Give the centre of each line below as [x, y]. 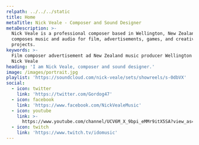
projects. [23, 45]
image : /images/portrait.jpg [42, 72]
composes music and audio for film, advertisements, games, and [92, 39]
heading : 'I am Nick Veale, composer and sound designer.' [81, 67]
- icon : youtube [31, 111]
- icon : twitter [31, 89]
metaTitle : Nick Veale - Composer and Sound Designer [74, 22]
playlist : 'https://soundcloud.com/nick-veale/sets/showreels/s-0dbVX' [96, 78]
